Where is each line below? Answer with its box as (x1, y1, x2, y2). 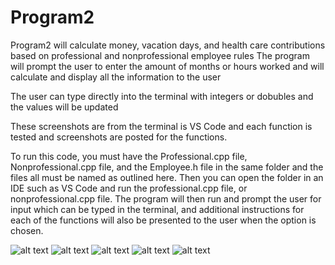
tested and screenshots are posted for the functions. (10, 131, 228, 143)
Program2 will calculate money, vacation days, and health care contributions (10, 39, 326, 51)
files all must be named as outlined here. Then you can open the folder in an (10, 171, 324, 183)
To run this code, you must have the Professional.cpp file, (10, 150, 248, 162)
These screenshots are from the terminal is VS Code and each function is (10, 120, 313, 132)
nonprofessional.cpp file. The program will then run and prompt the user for (10, 192, 322, 205)
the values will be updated (10, 101, 119, 113)
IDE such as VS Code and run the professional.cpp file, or (10, 182, 248, 194)
